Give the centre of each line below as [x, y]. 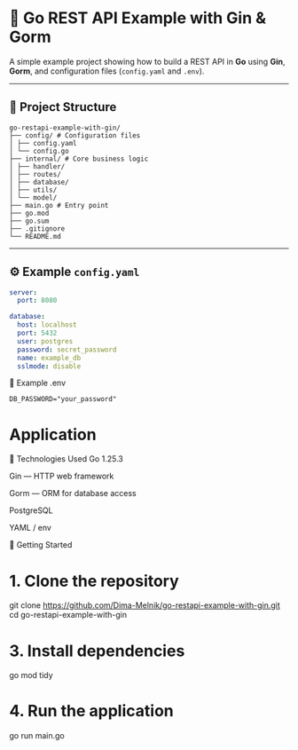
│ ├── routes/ [35, 174]
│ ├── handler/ [37, 166]
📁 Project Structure [63, 107]
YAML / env [30, 528]
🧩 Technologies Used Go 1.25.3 [67, 459]
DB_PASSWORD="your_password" [63, 399]
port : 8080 [37, 301]
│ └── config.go [39, 151]
